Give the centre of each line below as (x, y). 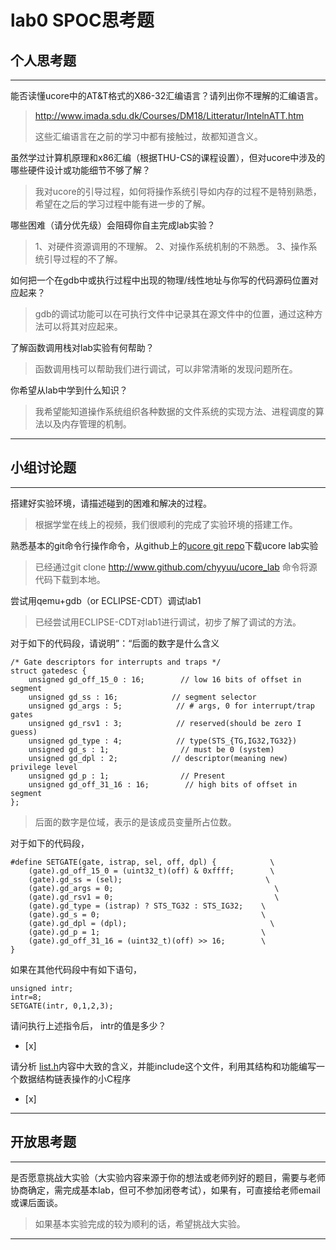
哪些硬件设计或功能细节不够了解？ (80, 170)
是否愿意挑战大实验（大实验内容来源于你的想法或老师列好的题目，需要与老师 (168, 1177)
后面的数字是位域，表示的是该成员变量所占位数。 (135, 822)
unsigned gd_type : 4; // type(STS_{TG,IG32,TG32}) (163, 741)
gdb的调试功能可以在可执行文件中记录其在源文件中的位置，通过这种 (174, 314)
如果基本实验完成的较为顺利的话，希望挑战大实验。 (140, 1223)
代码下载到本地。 (70, 579)
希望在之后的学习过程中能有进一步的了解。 (122, 204)
